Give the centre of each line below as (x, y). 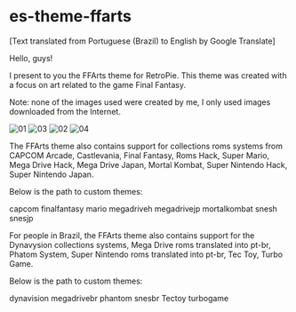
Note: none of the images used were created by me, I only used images (140, 102)
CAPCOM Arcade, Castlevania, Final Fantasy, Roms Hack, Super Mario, (139, 155)
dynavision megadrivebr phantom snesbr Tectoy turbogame (119, 298)
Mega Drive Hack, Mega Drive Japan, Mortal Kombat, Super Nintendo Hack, (148, 164)
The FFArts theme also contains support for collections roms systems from (146, 146)
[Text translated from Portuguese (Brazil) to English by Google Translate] (142, 41)
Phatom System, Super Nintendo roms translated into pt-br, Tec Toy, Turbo (146, 254)
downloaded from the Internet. (65, 111)
